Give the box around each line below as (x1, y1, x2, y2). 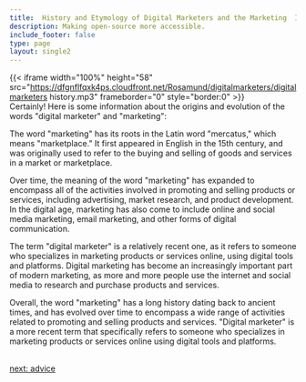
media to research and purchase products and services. (9, 279, 220, 291)
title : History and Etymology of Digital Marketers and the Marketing (9, 13, 287, 23)
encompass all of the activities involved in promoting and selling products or (9, 185, 296, 196)
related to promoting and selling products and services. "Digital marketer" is (9, 317, 295, 327)
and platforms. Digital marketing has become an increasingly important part (9, 260, 293, 271)
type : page (9, 38, 51, 48)
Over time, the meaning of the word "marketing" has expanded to (9, 175, 255, 186)
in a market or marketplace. (9, 157, 113, 168)
